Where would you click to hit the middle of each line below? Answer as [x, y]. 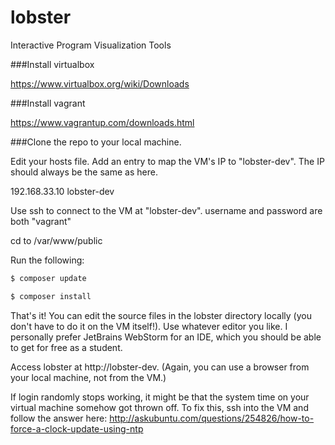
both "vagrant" [41, 221]
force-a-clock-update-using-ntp [77, 428]
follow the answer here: [59, 418]
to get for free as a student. [66, 347]
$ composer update [48, 278]
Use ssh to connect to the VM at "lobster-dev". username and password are [166, 210]
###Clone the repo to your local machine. [96, 142]
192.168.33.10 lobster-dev [62, 191]
